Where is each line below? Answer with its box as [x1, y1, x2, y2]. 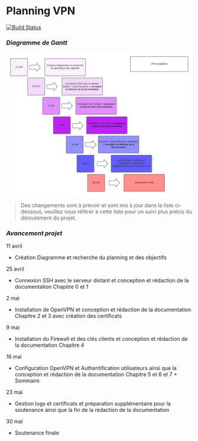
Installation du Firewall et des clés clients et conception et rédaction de [14, 336, 188, 343]
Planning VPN [6, 4, 76, 18]
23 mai [6, 389, 23, 396]
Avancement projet [6, 229, 63, 237]
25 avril [6, 265, 25, 273]
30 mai [6, 418, 23, 425]
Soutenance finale [14, 429, 59, 436]
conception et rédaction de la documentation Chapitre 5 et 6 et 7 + [14, 371, 177, 378]
